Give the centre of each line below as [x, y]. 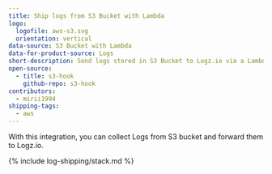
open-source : [30, 69]
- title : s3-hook [45, 76]
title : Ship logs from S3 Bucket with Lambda [86, 16]
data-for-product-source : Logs [61, 53]
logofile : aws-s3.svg [52, 31]
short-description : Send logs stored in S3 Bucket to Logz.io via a [126, 62]
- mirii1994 [36, 99]
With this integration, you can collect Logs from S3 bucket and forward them [136, 137]
